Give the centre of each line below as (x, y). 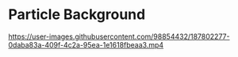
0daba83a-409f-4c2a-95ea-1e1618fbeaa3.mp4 (86, 44)
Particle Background (77, 15)
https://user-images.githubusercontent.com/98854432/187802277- (119, 36)
